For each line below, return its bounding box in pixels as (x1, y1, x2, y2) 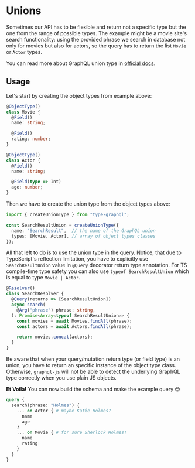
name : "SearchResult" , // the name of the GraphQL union (11, 227, 156, 234)
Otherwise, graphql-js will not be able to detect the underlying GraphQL (6, 368, 180, 375)
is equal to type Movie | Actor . (6, 274, 81, 281)
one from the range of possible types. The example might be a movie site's (6, 29, 187, 36)
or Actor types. (6, 48, 43, 55)
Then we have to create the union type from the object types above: (6, 200, 170, 207)
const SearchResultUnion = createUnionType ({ (6, 222, 119, 228)
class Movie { (6, 109, 41, 115)
